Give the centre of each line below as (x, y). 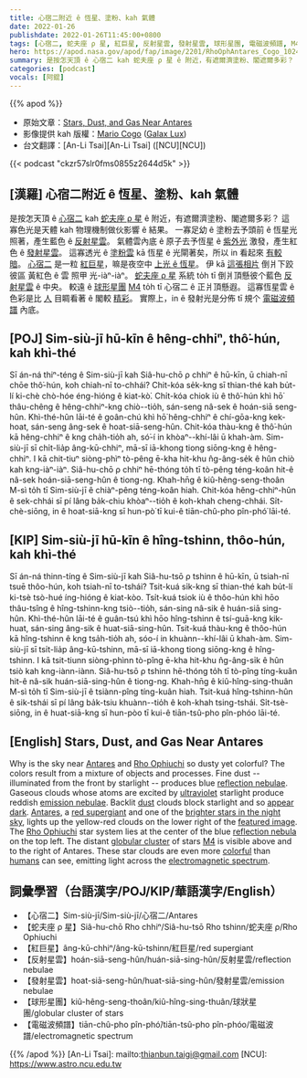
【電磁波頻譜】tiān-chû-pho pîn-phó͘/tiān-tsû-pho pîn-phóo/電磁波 (148, 1024)
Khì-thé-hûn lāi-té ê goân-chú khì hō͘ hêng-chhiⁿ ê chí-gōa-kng (148, 417)
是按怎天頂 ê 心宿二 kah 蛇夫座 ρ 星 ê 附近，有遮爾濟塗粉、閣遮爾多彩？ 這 (150, 218)
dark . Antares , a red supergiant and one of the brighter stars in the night (145, 812)
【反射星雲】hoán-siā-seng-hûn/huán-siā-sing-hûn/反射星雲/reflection (157, 959)
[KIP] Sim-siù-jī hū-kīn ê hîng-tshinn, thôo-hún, (148, 540)
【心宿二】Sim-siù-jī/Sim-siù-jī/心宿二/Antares (110, 915)
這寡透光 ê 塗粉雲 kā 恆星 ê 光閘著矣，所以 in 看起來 (166, 252)
